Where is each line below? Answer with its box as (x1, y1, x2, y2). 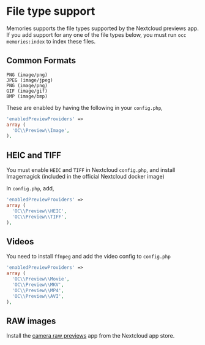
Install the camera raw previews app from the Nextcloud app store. (6, 332, 175, 339)
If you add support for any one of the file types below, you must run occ (6, 31, 187, 38)
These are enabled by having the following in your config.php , (6, 104, 163, 111)
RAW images (6, 316, 56, 326)
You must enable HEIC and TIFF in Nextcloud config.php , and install (6, 166, 176, 174)
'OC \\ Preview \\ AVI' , (12, 293, 64, 299)
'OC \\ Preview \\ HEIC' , (12, 207, 67, 214)
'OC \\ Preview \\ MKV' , (12, 281, 64, 288)
